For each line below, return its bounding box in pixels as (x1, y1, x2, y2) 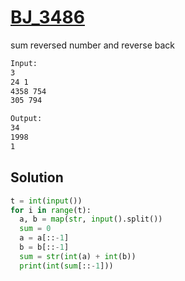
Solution (10, 169, 64, 186)
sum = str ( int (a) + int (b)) (19, 251, 137, 261)
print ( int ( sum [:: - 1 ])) (19, 261, 114, 271)
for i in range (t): (10, 205, 92, 215)
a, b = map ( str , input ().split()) (19, 214, 163, 225)
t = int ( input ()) (10, 196, 83, 206)
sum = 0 (19, 224, 52, 234)
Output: (10, 114, 43, 124)
